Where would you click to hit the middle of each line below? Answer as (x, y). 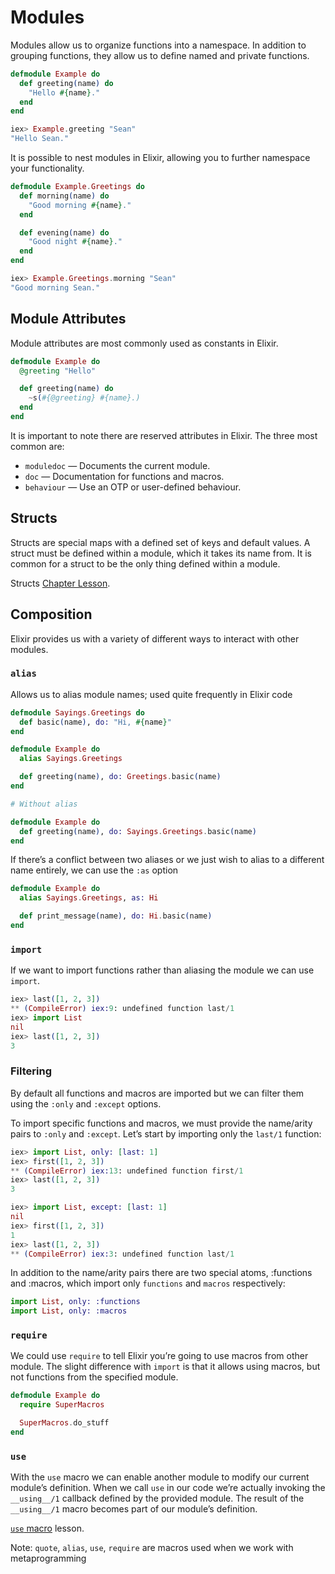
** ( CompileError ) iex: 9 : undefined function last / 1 (122, 1009)
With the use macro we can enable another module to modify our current (160, 1477)
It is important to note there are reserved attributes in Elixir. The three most (164, 435)
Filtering (31, 1071)
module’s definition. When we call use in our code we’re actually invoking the (168, 1488)
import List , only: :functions (75, 1302)
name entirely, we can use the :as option (94, 870)
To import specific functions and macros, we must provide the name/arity (161, 1123)
